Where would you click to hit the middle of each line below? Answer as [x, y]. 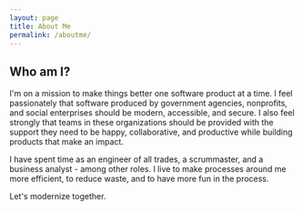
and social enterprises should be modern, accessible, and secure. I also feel [152, 113]
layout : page [34, 18]
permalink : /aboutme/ [50, 35]
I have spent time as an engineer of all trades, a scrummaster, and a [136, 159]
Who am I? [40, 71]
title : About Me [40, 26]
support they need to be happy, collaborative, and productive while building [151, 132]
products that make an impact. [67, 142]
